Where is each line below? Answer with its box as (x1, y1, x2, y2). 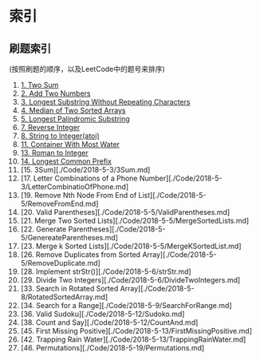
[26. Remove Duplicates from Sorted (20, 250, 141, 259)
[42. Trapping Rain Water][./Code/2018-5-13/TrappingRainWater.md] (20, 334, 246, 344)
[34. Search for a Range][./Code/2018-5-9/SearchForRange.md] (20, 301, 232, 310)
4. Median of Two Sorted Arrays (20, 105, 126, 115)
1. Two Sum (20, 81, 59, 89)
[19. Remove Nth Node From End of (20, 191, 137, 200)
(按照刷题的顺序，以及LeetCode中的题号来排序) (9, 65, 166, 73)
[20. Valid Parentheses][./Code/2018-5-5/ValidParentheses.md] (20, 208, 230, 216)
